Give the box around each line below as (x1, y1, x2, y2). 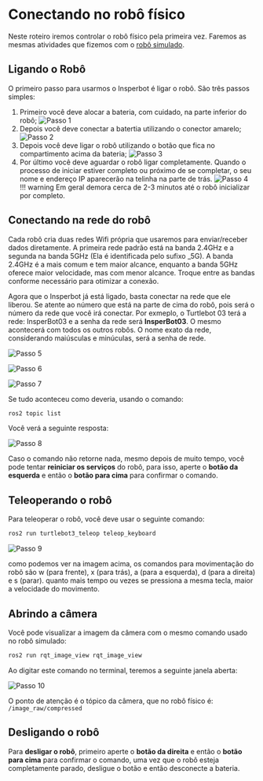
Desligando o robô (8, 726, 100, 739)
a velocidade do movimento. (8, 584, 100, 594)
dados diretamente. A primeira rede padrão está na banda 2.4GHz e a (8, 242, 234, 252)
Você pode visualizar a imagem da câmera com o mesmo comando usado (8, 628, 248, 637)
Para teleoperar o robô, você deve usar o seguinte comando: (8, 514, 205, 524)
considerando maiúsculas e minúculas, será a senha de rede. (8, 333, 206, 343)
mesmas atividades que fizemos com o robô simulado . (8, 39, 184, 49)
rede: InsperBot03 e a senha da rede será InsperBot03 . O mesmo (8, 316, 221, 326)
